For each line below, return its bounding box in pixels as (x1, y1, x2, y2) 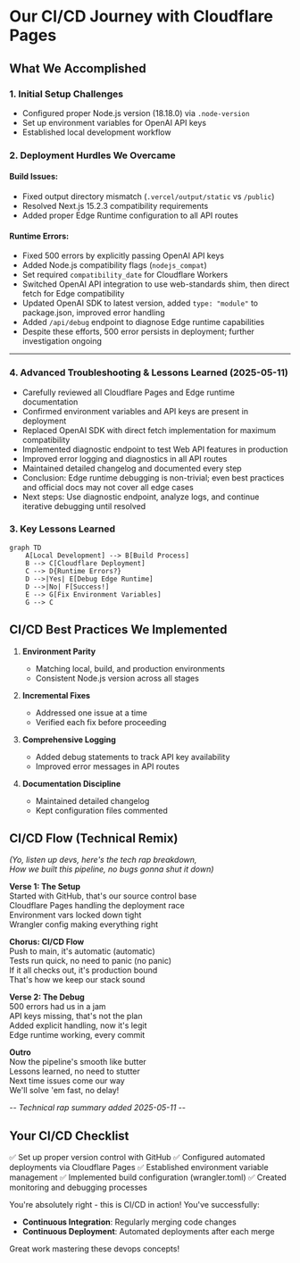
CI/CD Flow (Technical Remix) (9, 831, 179, 846)
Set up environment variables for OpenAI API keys (21, 117, 207, 128)
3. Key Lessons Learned (9, 523, 116, 535)
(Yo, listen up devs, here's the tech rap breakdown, (9, 855, 197, 866)
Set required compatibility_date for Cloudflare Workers (21, 270, 229, 280)
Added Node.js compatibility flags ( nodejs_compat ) (21, 260, 207, 271)
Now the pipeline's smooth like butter (9, 1057, 147, 1067)
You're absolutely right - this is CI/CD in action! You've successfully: (9, 1200, 261, 1210)
